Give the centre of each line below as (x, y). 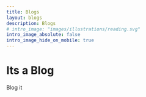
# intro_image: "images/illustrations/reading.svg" (73, 29)
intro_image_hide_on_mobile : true (50, 40)
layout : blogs (24, 18)
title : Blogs (23, 12)
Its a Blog (30, 70)
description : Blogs (31, 23)
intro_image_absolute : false (43, 35)
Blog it (14, 87)
